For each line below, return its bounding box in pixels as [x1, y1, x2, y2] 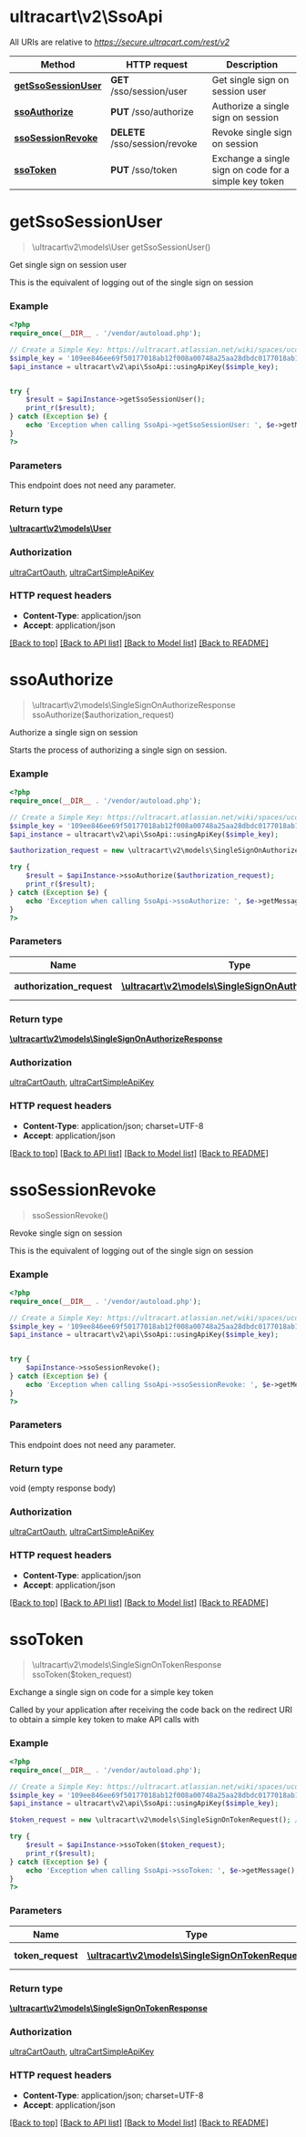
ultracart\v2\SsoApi [9, 6, 163, 27]
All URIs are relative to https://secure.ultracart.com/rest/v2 [9, 36, 230, 47]
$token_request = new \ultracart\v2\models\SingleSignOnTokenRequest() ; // [9, 1815, 303, 1824]
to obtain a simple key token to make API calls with [9, 1713, 199, 1724]
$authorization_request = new [9, 846, 125, 856]
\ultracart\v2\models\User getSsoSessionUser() [31, 241, 211, 252]
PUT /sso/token [110, 163, 178, 176]
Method [40, 57, 76, 70]
